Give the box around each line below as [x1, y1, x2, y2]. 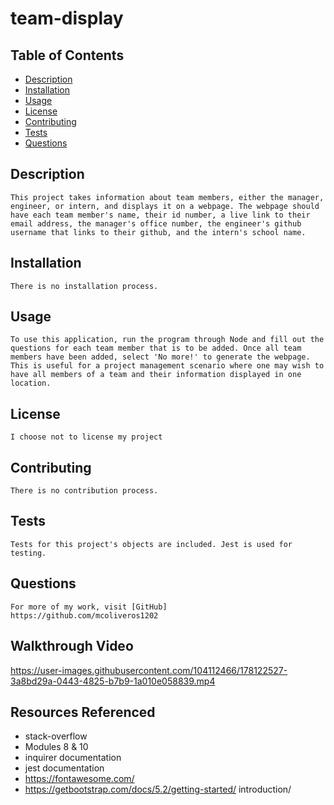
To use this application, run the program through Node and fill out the [10, 335, 325, 345]
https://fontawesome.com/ [24, 773, 135, 785]
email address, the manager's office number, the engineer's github [10, 218, 302, 229]
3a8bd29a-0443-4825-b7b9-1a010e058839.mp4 [10, 675, 216, 687]
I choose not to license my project [10, 432, 163, 442]
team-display [10, 7, 124, 30]
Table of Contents [10, 47, 125, 64]
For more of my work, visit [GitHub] [10, 602, 168, 612]
